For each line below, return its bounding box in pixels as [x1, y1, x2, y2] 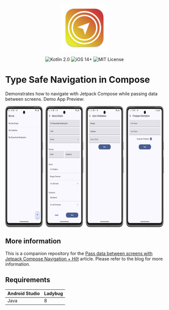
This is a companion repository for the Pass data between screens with [5, 250, 153, 256]
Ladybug [44, 290, 63, 296]
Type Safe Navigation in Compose [5, 74, 150, 86]
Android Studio [7, 290, 40, 296]
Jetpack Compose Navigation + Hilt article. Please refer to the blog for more [5, 256, 163, 262]
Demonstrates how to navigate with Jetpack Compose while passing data [5, 90, 157, 97]
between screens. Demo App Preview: [5, 96, 84, 102]
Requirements [5, 276, 50, 284]
